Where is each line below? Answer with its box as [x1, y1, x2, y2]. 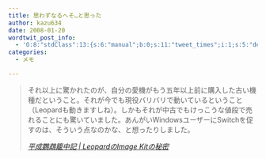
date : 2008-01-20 [8, 26, 66, 34]
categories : [8, 48, 47, 56]
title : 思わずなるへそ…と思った [8, 11, 102, 20]
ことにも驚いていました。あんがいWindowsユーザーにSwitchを [41, 115, 247, 124]
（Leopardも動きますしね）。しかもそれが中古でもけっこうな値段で [27, 104, 246, 115]
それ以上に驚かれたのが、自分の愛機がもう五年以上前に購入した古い [27, 85, 250, 95]
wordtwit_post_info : [8, 33, 77, 42]
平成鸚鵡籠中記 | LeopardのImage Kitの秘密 [27, 142, 169, 151]
